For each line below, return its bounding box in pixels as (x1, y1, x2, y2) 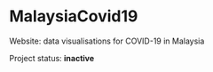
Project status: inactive (9, 52, 95, 63)
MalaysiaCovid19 (9, 6, 138, 27)
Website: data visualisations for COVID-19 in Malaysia (9, 36, 205, 46)
